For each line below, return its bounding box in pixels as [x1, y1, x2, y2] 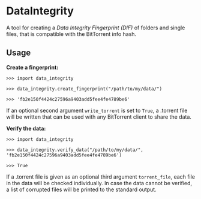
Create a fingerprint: [6, 64, 59, 71]
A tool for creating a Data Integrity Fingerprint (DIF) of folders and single [6, 24, 185, 31]
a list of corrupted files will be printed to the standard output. [6, 186, 157, 193]
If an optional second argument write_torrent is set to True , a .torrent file [6, 107, 188, 114]
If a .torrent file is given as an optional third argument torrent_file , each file [6, 173, 195, 180]
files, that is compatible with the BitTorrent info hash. [6, 30, 137, 37]
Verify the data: [6, 125, 46, 132]
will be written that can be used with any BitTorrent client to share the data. [6, 113, 192, 120]
